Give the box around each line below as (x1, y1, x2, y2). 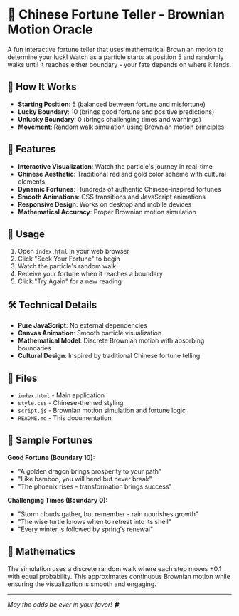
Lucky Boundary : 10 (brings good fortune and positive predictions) (17, 107, 215, 116)
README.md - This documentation (17, 414, 112, 422)
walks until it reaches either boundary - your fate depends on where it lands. (7, 60, 232, 68)
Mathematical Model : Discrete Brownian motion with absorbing (17, 336, 205, 345)
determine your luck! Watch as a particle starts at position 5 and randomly (7, 53, 224, 61)
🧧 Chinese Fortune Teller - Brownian (7, 6, 225, 23)
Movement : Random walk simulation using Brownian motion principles (17, 122, 225, 131)
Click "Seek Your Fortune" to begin (17, 254, 121, 263)
